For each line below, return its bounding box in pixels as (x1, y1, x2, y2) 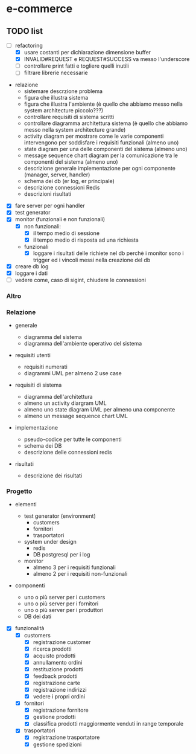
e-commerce (6, 2, 73, 16)
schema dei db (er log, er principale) (24, 178, 115, 185)
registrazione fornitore (33, 706, 89, 714)
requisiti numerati (24, 363, 68, 370)
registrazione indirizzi (33, 686, 87, 694)
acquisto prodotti (33, 652, 76, 659)
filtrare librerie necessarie (24, 69, 89, 77)
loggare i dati (14, 269, 48, 277)
